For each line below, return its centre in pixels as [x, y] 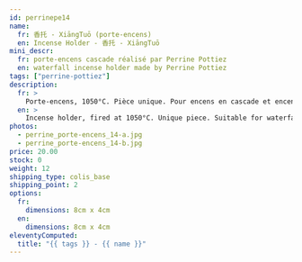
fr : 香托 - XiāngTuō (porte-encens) [84, 34]
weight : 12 [30, 168]
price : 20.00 [34, 151]
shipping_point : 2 [44, 185]
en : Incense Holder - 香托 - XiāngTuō [89, 43]
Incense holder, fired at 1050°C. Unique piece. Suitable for [144, 118]
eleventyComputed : [44, 235]
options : [26, 194]
